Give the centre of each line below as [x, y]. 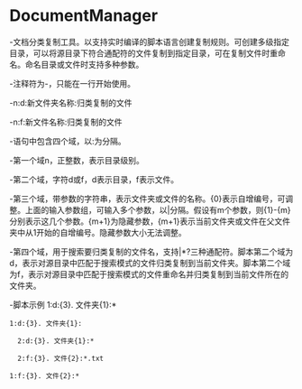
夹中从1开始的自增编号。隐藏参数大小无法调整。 [98, 232]
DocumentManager [84, 16]
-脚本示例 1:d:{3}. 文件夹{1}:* [63, 304]
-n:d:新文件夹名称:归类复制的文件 [71, 102]
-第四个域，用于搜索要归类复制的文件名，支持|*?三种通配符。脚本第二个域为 [151, 251]
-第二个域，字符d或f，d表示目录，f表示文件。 [94, 179]
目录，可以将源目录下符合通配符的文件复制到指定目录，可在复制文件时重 [143, 53]
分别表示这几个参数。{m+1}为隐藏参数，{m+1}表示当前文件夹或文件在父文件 [150, 221]
